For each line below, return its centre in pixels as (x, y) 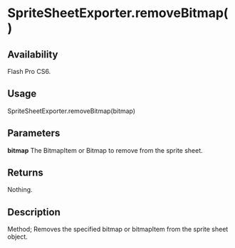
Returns (26, 173)
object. (18, 237)
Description (34, 212)
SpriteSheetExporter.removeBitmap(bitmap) (72, 111)
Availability (33, 54)
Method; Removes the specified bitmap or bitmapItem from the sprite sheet (118, 230)
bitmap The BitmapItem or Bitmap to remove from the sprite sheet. (105, 150)
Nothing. (20, 190)
